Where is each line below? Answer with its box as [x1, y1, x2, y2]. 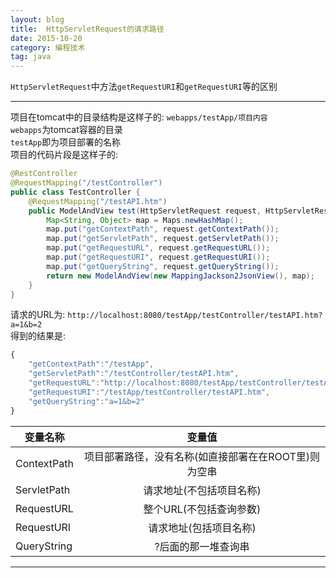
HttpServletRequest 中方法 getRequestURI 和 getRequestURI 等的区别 [10, 81, 278, 93]
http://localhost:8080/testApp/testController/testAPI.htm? [67, 311, 323, 321]
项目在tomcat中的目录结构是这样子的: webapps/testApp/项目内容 [10, 111, 268, 123]
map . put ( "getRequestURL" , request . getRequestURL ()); [46, 243, 271, 253]
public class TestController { [10, 187, 141, 197]
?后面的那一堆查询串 [154, 539, 250, 553]
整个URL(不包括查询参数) [143, 502, 262, 516]
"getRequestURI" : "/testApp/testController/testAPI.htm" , [28, 387, 271, 397]
